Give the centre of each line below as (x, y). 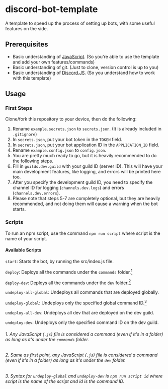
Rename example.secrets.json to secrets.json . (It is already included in (87, 129)
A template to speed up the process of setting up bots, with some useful (80, 23)
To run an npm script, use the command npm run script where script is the (83, 233)
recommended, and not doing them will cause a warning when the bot (85, 204)
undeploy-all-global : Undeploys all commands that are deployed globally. (82, 292)
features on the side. (27, 28)
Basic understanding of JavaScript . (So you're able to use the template (86, 56)
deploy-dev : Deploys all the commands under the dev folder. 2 (68, 282)
